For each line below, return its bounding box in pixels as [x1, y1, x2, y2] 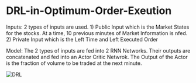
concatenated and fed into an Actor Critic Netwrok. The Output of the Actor [6, 53, 188, 60]
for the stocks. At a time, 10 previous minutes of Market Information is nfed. [6, 29, 188, 36]
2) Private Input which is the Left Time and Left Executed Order [6, 36, 159, 43]
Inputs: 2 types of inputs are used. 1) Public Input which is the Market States [6, 23, 190, 30]
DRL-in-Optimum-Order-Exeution [6, 4, 172, 18]
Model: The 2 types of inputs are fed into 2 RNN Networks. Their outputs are [6, 47, 191, 54]
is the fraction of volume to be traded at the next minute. [6, 60, 142, 67]
